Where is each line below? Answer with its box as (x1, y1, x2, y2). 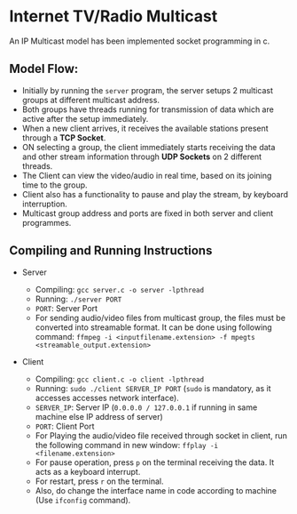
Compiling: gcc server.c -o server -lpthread (35, 284, 205, 294)
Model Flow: (9, 61, 79, 76)
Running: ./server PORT (35, 293, 122, 304)
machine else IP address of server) (35, 411, 164, 422)
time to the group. (21, 180, 88, 190)
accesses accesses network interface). (35, 392, 179, 403)
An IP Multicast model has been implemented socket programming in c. (9, 36, 270, 46)
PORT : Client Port (35, 421, 95, 431)
